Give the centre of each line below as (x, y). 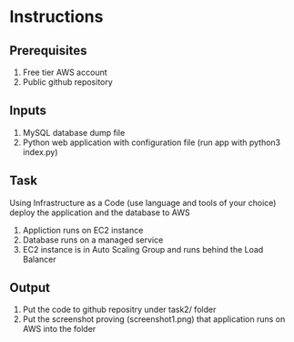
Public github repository (68, 82)
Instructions (56, 17)
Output (30, 288)
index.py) (40, 151)
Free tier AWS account (65, 72)
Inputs (28, 111)
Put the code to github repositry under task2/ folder (119, 310)
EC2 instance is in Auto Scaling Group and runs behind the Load (143, 249)
